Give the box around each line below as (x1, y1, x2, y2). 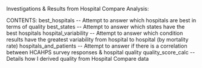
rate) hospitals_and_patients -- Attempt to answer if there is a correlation (6, 42, 187, 49)
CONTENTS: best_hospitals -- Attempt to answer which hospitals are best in (6, 17, 197, 23)
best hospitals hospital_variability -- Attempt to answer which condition (6, 29, 183, 37)
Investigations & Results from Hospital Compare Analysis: (6, 5, 149, 12)
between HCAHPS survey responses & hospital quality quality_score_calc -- (6, 49, 195, 56)
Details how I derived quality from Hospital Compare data (6, 55, 149, 62)
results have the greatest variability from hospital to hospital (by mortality (6, 36, 189, 43)
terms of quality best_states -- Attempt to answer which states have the (6, 23, 185, 30)
